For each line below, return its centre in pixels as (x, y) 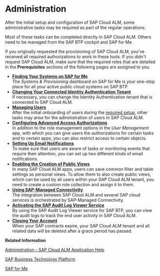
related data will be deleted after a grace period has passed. (72, 231)
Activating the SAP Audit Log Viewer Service (58, 205)
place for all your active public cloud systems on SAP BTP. (70, 86)
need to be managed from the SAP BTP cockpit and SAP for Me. (69, 42)
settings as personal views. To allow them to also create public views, (81, 174)
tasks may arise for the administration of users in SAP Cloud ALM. (78, 117)
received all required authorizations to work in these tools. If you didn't (76, 56)
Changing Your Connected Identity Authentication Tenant (71, 92)
